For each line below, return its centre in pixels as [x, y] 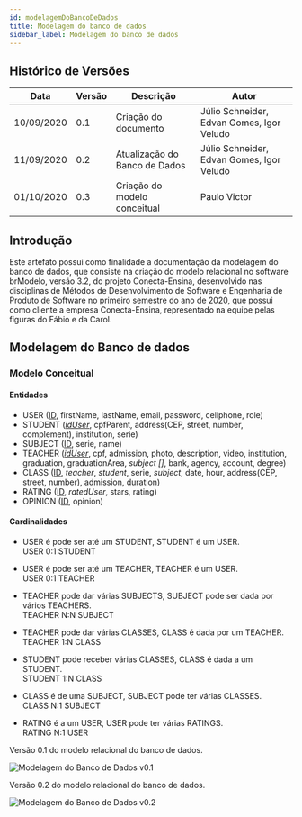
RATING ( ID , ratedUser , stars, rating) [89, 491]
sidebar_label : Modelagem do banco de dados [94, 34]
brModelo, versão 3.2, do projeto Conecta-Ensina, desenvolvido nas [136, 281]
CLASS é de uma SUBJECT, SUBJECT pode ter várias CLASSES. [142, 695]
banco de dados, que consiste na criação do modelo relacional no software [149, 272]
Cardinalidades [38, 522]
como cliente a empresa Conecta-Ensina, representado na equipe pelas [142, 310]
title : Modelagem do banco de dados [78, 26]
